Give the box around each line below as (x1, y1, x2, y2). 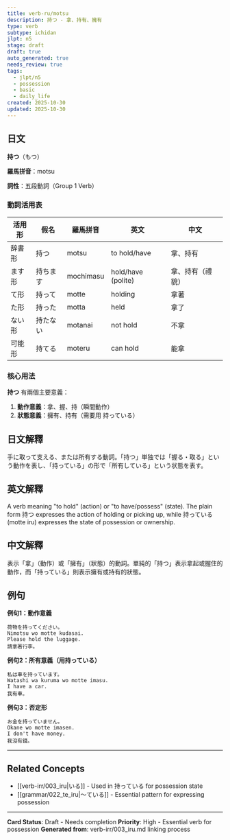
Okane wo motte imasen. (7, 725, 75, 732)
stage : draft (7, 42, 44, 49)
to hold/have (110, 248, 152, 257)
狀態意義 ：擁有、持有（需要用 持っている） (16, 411, 139, 419)
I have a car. (7, 684, 48, 690)
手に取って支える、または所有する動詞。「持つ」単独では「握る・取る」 (7, 452, 207, 460)
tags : (7, 67, 23, 74)
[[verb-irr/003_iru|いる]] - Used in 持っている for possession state (16, 782, 203, 790)
